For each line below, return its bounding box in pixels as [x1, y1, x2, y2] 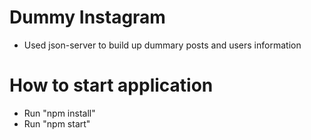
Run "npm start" [23, 117, 91, 130]
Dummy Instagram [9, 6, 166, 29]
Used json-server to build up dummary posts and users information [23, 39, 302, 51]
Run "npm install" [23, 107, 96, 119]
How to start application [9, 74, 214, 97]
